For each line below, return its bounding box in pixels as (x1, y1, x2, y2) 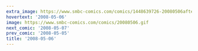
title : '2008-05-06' (6, 36, 57, 42)
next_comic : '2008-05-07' (6, 25, 70, 31)
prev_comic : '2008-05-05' (6, 30, 70, 36)
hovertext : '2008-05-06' (6, 14, 67, 20)
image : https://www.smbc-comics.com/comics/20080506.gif (6, 19, 149, 25)
